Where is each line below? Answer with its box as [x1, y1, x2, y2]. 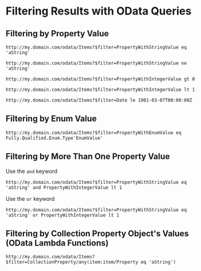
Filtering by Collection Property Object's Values [5, 229, 190, 239]
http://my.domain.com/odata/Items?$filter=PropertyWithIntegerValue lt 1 [5, 87, 196, 93]
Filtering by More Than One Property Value [5, 151, 170, 162]
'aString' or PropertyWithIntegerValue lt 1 [5, 212, 120, 218]
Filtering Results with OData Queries [5, 4, 192, 18]
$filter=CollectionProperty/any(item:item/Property [5, 259, 138, 266]
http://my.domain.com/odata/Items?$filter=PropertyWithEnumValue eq [5, 129, 182, 135]
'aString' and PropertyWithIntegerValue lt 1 [5, 184, 122, 191]
